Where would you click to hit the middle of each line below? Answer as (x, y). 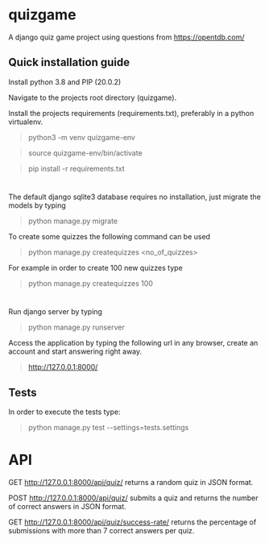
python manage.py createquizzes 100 (90, 283)
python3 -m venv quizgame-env (81, 137)
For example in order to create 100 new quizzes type (95, 267)
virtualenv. (26, 122)
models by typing (37, 205)
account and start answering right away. (75, 351)
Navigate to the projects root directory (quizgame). (93, 97)
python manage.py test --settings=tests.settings (108, 427)
